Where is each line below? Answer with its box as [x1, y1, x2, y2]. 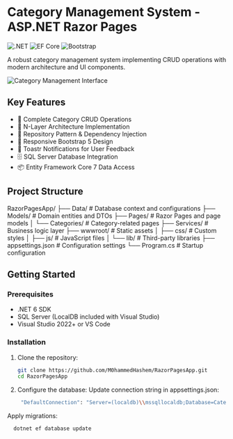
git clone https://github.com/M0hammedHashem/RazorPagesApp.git [17, 367, 208, 374]
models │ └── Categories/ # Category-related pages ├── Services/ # [7, 218, 209, 227]
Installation [7, 337, 47, 347]
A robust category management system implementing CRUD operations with [7, 55, 227, 63]
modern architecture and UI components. [7, 63, 126, 71]
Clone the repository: [17, 353, 79, 362]
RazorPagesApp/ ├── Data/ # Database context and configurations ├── [7, 204, 216, 212]
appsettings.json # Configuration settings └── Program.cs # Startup [7, 241, 204, 249]
